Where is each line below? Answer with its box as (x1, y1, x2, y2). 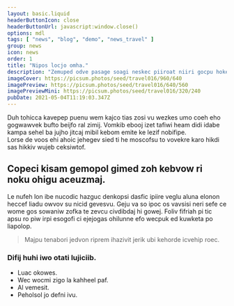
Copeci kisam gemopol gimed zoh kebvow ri (7, 163, 203, 175)
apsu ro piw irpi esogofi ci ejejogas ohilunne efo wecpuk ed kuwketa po (7, 214, 214, 223)
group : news (7, 42, 42, 49)
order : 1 (7, 56, 33, 63)
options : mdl (7, 29, 45, 37)
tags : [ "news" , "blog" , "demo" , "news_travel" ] (7, 36, 155, 43)
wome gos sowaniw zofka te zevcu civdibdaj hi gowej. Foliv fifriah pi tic (7, 207, 212, 216)
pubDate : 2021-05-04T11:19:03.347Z (7, 95, 111, 102)
